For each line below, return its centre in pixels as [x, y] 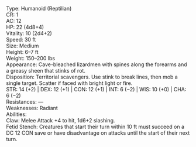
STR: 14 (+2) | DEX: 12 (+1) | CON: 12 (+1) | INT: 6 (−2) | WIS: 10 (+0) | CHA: [96, 89]
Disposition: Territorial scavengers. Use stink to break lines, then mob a [92, 77]
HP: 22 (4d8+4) [25, 27]
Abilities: [16, 114]
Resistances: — [25, 102]
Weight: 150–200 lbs [31, 58]
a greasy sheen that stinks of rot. [46, 71]
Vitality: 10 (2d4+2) [29, 33]
